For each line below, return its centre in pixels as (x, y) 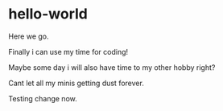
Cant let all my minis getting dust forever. (76, 83)
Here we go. (29, 36)
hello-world (48, 14)
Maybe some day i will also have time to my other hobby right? (112, 67)
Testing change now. (43, 98)
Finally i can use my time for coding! (68, 51)
